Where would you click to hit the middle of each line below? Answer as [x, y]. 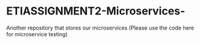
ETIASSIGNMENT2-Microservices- [96, 11]
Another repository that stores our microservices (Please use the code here [100, 28]
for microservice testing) [37, 34]
